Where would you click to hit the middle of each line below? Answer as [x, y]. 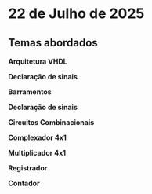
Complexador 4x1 [37, 137]
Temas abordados [53, 43]
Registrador [28, 168]
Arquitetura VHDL [38, 61]
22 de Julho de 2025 [76, 14]
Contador [24, 183]
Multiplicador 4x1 [37, 153]
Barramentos [30, 92]
